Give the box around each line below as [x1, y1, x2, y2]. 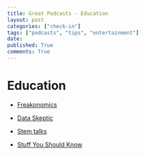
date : [7, 36, 23, 43]
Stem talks [16, 127, 47, 135]
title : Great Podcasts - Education [7, 10, 109, 17]
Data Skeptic [16, 114, 53, 122]
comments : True [7, 49, 51, 56]
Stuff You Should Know [16, 140, 83, 148]
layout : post [7, 16, 44, 23]
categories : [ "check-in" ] [7, 23, 81, 29]
